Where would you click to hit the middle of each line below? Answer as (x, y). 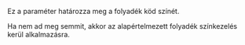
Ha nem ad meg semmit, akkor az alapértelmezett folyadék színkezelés (122, 26)
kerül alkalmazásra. (38, 35)
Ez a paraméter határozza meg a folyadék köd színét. (93, 11)
